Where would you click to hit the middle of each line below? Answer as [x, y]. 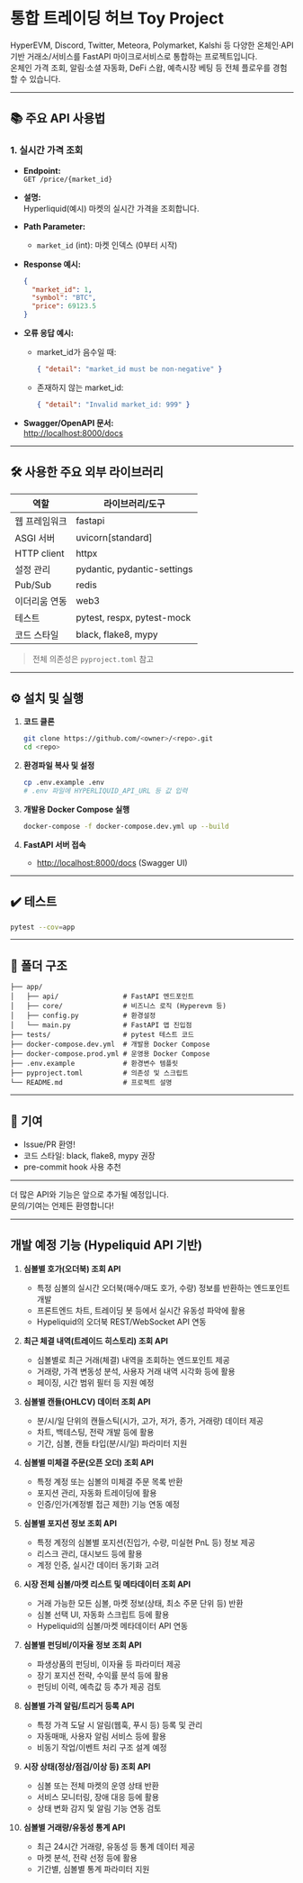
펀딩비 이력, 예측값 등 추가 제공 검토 [99, 1687]
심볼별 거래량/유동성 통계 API [74, 1827]
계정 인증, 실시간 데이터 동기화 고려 [98, 1565]
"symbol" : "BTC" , [64, 298]
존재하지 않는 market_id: [80, 387]
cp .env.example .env [63, 783]
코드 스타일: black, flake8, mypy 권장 [89, 1156]
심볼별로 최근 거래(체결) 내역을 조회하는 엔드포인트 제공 [133, 1360]
